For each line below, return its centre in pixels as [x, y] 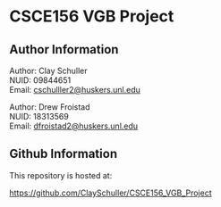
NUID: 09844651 [40, 80]
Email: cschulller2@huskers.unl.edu [75, 90]
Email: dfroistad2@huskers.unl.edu [74, 126]
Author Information [64, 50]
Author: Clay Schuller [48, 70]
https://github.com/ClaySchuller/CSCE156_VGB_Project [110, 193]
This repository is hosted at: [61, 175]
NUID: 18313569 [39, 116]
